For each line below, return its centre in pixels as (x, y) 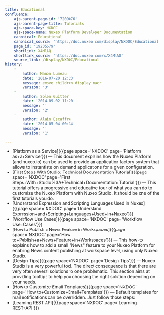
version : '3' (36, 87)
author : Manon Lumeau (45, 74)
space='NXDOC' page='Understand (65, 209)
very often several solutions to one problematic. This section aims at (81, 271)
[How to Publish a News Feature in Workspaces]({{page (69, 229)
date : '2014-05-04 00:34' (49, 124)
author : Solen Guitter (46, 96)
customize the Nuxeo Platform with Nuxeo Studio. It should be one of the (86, 193)
